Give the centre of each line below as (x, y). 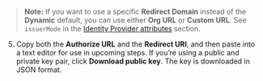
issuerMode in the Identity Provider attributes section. (112, 28)
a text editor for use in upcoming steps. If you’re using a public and (128, 53)
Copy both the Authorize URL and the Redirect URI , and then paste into (136, 44)
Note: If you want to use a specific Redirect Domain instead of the (135, 12)
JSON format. (39, 70)
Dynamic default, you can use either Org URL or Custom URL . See (135, 20)
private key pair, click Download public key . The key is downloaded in (133, 61)
